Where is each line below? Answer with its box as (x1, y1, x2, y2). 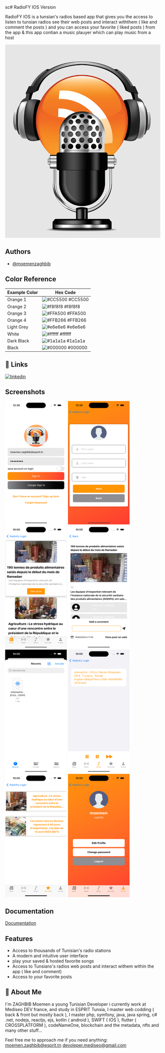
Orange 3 (7, 310, 27, 316)
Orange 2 (7, 303, 27, 309)
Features (5, 935, 33, 943)
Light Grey (7, 324, 29, 330)
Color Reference (5, 275, 57, 283)
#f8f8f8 (64, 303, 80, 309)
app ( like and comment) (12, 968, 62, 974)
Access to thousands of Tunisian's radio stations (12, 947, 111, 953)
